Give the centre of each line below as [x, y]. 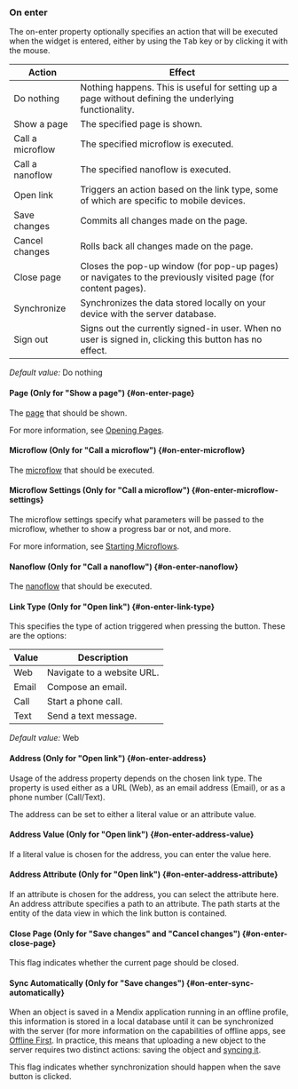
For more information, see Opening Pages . [86, 430]
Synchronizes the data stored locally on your [173, 303]
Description [103, 657]
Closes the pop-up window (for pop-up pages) [179, 266]
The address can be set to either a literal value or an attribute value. [133, 814]
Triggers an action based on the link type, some [179, 190]
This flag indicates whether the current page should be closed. [124, 963]
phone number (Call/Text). [57, 797]
